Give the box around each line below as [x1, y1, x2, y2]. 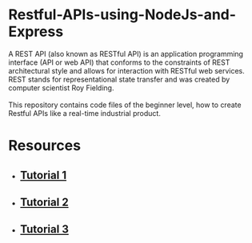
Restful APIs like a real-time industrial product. [8, 108, 162, 118]
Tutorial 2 [19, 195, 70, 209]
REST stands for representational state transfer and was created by [8, 74, 230, 84]
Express [8, 22, 64, 41]
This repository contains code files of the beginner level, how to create [8, 100, 242, 110]
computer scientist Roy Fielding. [8, 82, 114, 93]
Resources [8, 137, 82, 155]
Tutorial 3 [19, 222, 70, 237]
